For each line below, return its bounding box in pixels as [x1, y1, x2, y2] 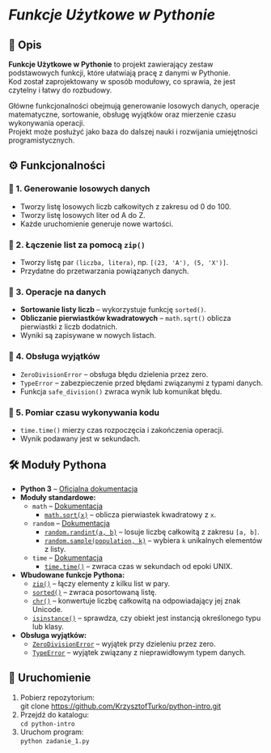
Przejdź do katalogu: [19, 709, 89, 719]
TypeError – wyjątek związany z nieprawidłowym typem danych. [32, 647, 247, 657]
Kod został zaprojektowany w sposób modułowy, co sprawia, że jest [8, 77, 236, 86]
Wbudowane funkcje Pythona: [19, 570, 125, 580]
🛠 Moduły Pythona [8, 458, 107, 472]
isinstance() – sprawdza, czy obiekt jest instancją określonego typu [32, 613, 261, 623]
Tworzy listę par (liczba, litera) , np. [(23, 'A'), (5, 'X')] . [19, 257, 229, 267]
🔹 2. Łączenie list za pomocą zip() [8, 239, 146, 250]
